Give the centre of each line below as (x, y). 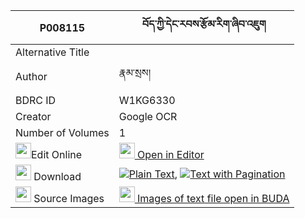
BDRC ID (36, 100)
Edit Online (57, 154)
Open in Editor (171, 154)
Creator (33, 116)
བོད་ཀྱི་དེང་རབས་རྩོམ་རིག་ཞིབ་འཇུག (204, 24)
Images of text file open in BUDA (213, 198)
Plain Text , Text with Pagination (207, 174)
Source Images (69, 198)
